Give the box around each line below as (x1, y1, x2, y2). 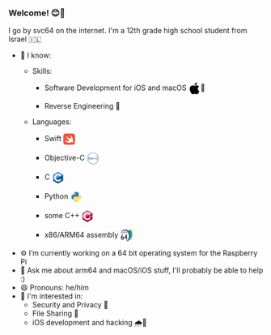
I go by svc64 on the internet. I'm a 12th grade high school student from (8, 26, 248, 36)
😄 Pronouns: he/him (19, 283, 89, 293)
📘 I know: (19, 50, 52, 60)
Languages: (32, 117, 72, 127)
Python (44, 191, 69, 201)
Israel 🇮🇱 (8, 34, 42, 44)
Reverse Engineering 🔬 (44, 101, 121, 111)
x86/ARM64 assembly (44, 230, 119, 240)
